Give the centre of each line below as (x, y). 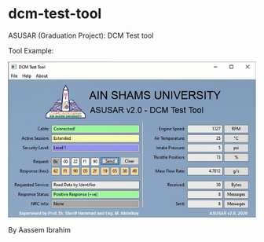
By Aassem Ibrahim (40, 230)
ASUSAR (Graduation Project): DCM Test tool (81, 35)
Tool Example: (31, 50)
